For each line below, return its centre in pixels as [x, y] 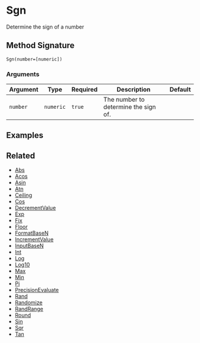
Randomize [29, 303]
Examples [25, 135]
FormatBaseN [32, 233]
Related [21, 155]
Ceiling [24, 195]
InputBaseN [29, 246]
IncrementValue [34, 240]
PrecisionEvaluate [37, 290]
